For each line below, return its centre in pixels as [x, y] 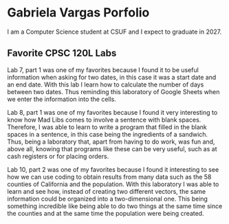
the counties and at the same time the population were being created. [106, 213]
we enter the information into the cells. [62, 99]
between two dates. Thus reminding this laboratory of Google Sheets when [113, 91]
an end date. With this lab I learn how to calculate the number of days [106, 85]
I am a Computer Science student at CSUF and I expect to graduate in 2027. [115, 32]
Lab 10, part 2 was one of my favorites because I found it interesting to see [113, 169]
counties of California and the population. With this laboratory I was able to [113, 184]
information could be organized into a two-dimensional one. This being [108, 199]
